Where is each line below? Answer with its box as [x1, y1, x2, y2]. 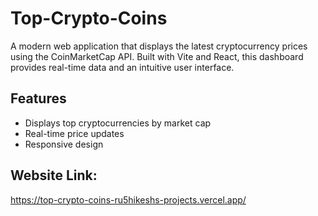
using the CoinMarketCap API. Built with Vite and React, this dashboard [10, 50, 304, 62]
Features [10, 90, 67, 107]
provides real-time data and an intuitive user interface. [10, 61, 235, 73]
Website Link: [10, 167, 98, 184]
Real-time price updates [24, 127, 125, 139]
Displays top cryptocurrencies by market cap [24, 117, 212, 129]
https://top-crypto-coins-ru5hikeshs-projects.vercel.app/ [10, 193, 247, 206]
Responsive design [24, 138, 104, 150]
